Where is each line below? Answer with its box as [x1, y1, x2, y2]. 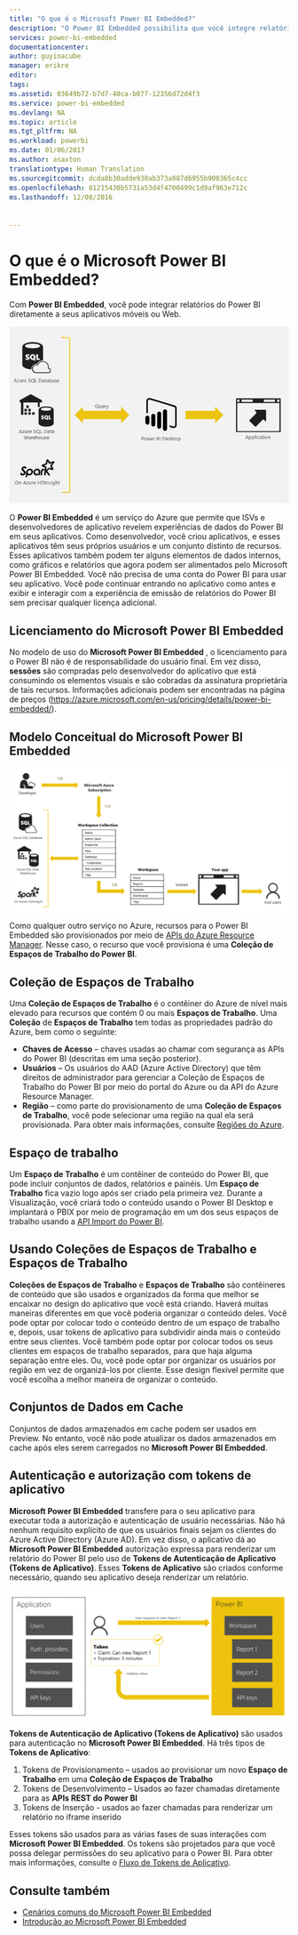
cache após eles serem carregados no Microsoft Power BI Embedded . [9, 1442, 268, 1453]
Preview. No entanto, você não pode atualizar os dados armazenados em [9, 1432, 277, 1443]
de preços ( [9, 694, 51, 705]
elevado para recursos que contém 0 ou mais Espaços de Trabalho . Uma [9, 1008, 278, 1019]
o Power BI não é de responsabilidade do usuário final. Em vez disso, [9, 657, 262, 667]
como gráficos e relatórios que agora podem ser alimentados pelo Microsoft [9, 560, 288, 570]
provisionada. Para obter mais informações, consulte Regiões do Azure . [21, 1119, 285, 1130]
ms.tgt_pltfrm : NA [9, 127, 77, 136]
